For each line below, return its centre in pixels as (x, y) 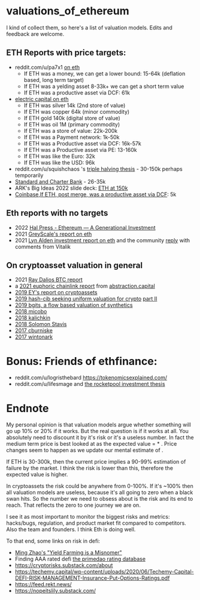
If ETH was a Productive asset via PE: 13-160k (80, 150)
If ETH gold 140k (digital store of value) (72, 118)
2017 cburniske (34, 331)
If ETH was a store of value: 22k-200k (71, 130)
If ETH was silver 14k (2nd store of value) (75, 105)
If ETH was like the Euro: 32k (60, 156)
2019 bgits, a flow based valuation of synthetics (74, 305)
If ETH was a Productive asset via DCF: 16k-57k (83, 143)
